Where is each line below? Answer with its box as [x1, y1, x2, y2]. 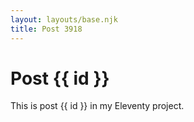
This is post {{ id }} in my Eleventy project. [10, 100, 185, 112]
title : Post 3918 [10, 24, 83, 34]
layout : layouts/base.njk [10, 14, 118, 25]
